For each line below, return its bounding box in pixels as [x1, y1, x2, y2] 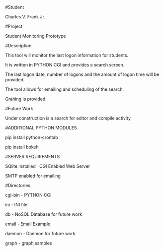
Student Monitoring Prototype [5, 33, 66, 39]
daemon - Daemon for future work [5, 231, 76, 236]
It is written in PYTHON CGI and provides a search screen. [5, 62, 125, 67]
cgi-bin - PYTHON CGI [5, 192, 52, 198]
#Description [5, 43, 32, 49]
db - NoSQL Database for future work [5, 211, 82, 217]
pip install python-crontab [5, 134, 58, 140]
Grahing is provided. [5, 96, 47, 102]
